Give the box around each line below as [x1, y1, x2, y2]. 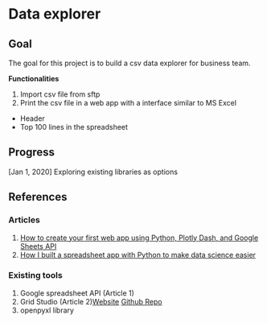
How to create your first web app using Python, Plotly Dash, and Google [19, 233, 259, 242]
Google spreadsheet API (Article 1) [19, 288, 135, 298]
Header [19, 114, 46, 123]
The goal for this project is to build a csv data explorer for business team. [8, 58, 251, 68]
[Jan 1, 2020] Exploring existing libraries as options [8, 167, 179, 176]
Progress [8, 146, 55, 159]
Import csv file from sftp [19, 89, 101, 99]
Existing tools [8, 270, 63, 281]
